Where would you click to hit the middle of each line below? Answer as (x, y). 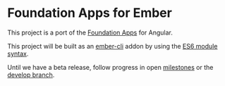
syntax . (18, 54)
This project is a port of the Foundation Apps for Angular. (90, 32)
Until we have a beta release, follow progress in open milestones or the (110, 67)
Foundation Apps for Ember (90, 13)
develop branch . (31, 75)
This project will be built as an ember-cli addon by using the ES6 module (112, 46)
